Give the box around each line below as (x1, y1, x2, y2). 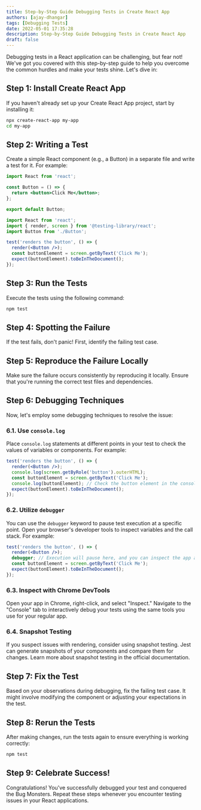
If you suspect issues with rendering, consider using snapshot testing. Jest (6, 641, 191, 648)
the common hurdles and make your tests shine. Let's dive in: (6, 66, 158, 73)
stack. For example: (6, 532, 55, 540)
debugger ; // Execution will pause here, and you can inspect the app (11, 555, 191, 561)
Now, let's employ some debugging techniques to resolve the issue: (6, 411, 173, 418)
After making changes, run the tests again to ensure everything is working (6, 734, 189, 741)
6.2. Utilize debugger (6, 506, 65, 514)
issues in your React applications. (6, 797, 89, 804)
